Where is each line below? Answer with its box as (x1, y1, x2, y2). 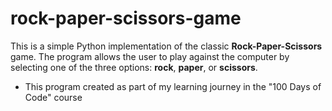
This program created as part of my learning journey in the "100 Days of (24, 80, 322, 92)
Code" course (24, 91, 83, 103)
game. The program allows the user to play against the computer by (10, 50, 290, 62)
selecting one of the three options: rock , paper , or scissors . (10, 61, 258, 73)
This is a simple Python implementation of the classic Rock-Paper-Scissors (10, 40, 323, 52)
